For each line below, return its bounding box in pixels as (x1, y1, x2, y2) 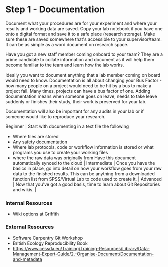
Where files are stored (12, 133, 59, 139)
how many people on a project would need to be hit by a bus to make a (5, 82, 152, 89)
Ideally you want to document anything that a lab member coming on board (5, 72, 161, 78)
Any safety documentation (12, 139, 68, 145)
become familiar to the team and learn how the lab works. (5, 62, 124, 68)
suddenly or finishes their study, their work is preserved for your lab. (5, 98, 147, 104)
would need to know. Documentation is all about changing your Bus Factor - (5, 77, 162, 83)
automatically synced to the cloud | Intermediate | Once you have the (12, 160, 155, 166)
